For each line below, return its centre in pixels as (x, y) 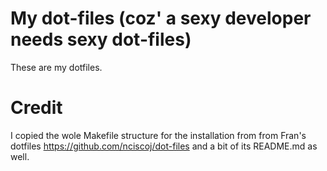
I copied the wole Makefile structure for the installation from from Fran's (158, 135)
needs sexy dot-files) (101, 39)
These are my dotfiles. (56, 67)
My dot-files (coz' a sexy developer (161, 18)
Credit (36, 108)
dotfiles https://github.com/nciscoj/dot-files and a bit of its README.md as (164, 146)
